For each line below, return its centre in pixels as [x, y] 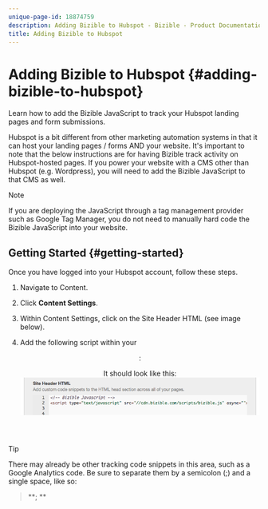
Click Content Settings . [59, 303]
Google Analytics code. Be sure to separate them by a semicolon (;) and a [130, 472]
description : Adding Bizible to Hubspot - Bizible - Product [112, 25]
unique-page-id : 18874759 [51, 17]
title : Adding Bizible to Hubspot [66, 34]
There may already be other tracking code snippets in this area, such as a [129, 464]
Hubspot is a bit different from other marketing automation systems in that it [133, 137]
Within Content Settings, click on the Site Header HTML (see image [130, 319]
